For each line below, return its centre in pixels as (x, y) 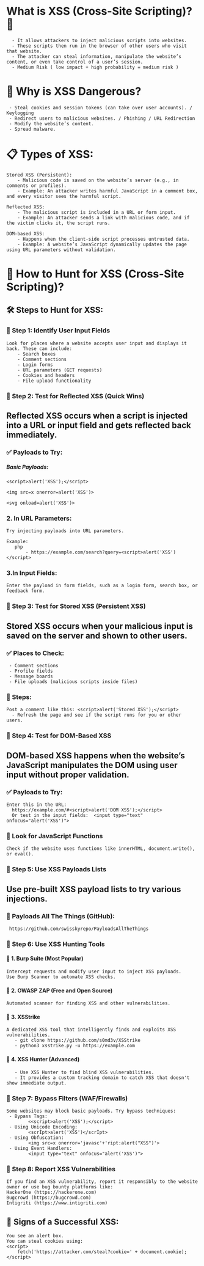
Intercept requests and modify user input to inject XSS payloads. (94, 972)
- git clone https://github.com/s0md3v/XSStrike (77, 1041)
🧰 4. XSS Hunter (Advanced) (43, 1059)
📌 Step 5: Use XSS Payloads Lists (56, 869)
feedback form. (26, 591)
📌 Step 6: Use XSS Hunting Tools (56, 944)
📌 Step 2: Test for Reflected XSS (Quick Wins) (75, 396)
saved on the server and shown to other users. (97, 636)
